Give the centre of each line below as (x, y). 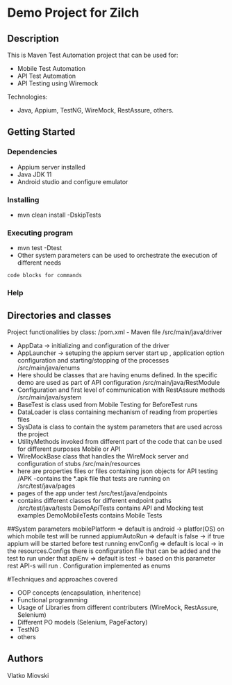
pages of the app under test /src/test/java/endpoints (92, 493)
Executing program (40, 233)
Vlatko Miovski (28, 675)
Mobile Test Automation (51, 68)
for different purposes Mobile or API (69, 449)
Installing (23, 199)
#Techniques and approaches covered (63, 579)
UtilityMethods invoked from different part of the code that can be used (119, 442)
